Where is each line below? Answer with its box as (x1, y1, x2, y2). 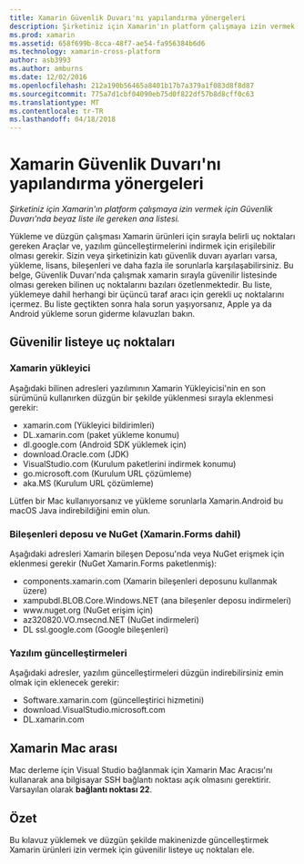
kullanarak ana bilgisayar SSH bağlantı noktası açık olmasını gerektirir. (9, 775, 271, 786)
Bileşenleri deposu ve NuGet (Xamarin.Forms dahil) (9, 527, 241, 540)
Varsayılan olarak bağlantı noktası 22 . (9, 784, 153, 795)
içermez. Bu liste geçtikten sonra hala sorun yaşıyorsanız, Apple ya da (9, 299, 272, 310)
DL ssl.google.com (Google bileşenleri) (22, 625, 169, 635)
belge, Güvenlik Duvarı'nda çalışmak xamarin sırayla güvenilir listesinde (9, 269, 278, 280)
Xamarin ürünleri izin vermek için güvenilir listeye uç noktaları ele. (9, 844, 255, 855)
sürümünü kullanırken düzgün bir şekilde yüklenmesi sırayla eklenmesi (9, 392, 274, 403)
